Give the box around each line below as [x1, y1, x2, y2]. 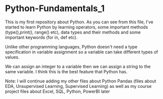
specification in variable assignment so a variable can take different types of [5, 49, 158, 55]
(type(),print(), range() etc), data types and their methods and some [5, 29, 141, 35]
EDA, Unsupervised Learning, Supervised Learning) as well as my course [5, 83, 152, 89]
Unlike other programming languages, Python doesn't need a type [5, 44, 138, 49]
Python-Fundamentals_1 [5, 3, 105, 14]
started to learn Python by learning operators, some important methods [5, 24, 148, 30]
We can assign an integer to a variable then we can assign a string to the [5, 64, 151, 69]
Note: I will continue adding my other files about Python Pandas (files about [5, 78, 157, 84]
